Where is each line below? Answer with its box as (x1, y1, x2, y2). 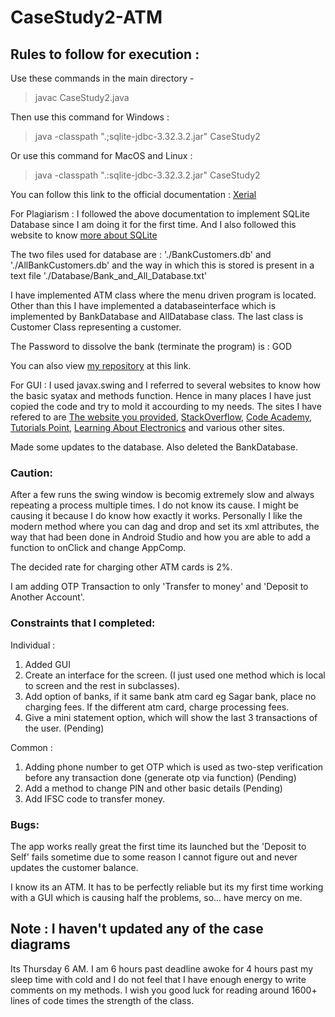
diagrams (10, 936, 71, 953)
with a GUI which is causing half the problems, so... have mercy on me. (10, 891, 303, 903)
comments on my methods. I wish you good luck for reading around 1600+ (10, 984, 318, 996)
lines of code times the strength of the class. (10, 994, 195, 1006)
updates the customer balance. (10, 861, 139, 873)
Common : (10, 741, 53, 753)
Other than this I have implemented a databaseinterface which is (10, 300, 277, 311)
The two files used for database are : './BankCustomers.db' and (10, 249, 272, 260)
